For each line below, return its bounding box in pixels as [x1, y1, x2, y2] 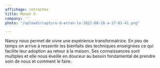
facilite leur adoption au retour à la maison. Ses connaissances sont [5, 48, 140, 54]
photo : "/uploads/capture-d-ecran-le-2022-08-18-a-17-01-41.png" [5, 20, 140, 26]
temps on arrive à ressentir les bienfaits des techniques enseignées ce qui [5, 43, 154, 49]
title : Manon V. [5, 12, 38, 16]
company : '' [5, 16, 29, 21]
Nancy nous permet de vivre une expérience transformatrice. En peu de [5, 38, 149, 44]
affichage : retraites [5, 7, 49, 12]
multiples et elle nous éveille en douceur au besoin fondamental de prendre [5, 54, 156, 59]
